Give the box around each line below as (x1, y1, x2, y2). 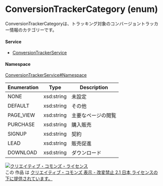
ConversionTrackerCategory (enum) (5, 3, 158, 15)
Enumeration (7, 84, 39, 91)
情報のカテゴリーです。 (9, 26, 57, 33)
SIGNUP (7, 131, 27, 138)
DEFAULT (7, 102, 30, 109)
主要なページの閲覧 (71, 112, 117, 119)
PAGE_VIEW (7, 112, 35, 119)
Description (80, 84, 108, 91)
